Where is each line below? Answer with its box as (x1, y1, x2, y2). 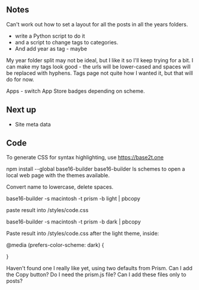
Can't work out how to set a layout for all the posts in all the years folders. (6, 20, 188, 28)
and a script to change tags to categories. (14, 38, 119, 46)
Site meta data (14, 120, 51, 128)
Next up (6, 105, 37, 115)
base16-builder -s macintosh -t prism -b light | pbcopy (6, 195, 141, 203)
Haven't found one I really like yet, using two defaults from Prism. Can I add (6, 265, 193, 272)
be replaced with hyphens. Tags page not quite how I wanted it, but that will (6, 69, 193, 77)
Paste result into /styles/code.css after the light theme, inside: (6, 230, 159, 237)
